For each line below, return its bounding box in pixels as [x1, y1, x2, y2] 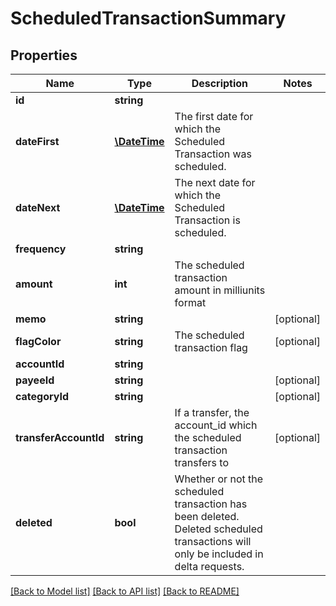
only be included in [174, 547, 264, 561]
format [174, 296, 207, 309]
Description [191, 77, 249, 90]
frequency [15, 242, 67, 256]
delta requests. [174, 560, 245, 573]
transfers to [174, 456, 229, 469]
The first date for [174, 110, 254, 123]
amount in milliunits [174, 283, 266, 297]
